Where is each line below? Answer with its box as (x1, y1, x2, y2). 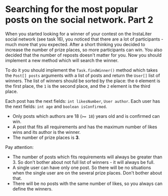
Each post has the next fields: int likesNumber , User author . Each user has (5, 98, 160, 104)
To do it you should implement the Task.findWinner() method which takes (5, 67, 158, 73)
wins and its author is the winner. (12, 129, 81, 135)
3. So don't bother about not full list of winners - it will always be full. (12, 159, 155, 165)
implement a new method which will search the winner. (5, 57, 119, 63)
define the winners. (12, 185, 53, 191)
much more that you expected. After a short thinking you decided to (5, 41, 145, 47)
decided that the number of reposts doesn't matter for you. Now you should (5, 52, 162, 58)
